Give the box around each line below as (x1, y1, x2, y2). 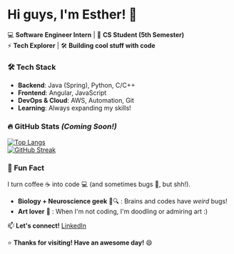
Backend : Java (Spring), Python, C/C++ (17, 81, 136, 90)
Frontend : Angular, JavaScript (17, 88, 107, 97)
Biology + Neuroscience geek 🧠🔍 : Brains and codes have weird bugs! (17, 196, 228, 205)
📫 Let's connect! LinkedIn (7, 221, 87, 230)
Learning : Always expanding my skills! (17, 103, 132, 113)
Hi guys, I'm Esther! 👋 (7, 6, 138, 23)
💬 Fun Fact (7, 163, 45, 173)
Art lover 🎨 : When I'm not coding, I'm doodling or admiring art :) (17, 207, 208, 215)
